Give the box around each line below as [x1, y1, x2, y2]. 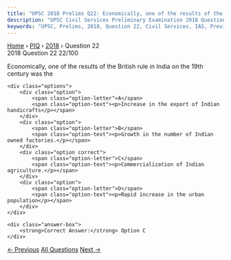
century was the [7, 69, 54, 78]
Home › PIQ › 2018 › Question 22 [7, 42, 100, 50]
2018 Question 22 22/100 [7, 49, 79, 57]
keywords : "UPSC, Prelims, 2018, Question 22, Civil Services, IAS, [7, 23, 208, 30]
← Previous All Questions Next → [7, 246, 101, 254]
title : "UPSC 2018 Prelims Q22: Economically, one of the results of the [7, 10, 223, 17]
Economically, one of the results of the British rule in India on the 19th [7, 63, 204, 71]
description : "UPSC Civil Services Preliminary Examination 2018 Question [7, 17, 226, 23]
